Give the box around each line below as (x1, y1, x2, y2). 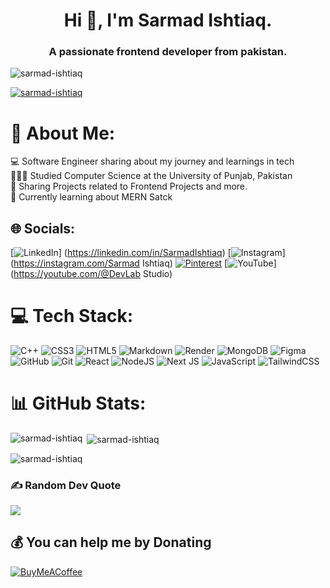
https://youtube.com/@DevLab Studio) (13, 268, 173, 280)
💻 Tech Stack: (10, 305, 134, 328)
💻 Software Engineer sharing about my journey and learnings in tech (10, 155, 295, 168)
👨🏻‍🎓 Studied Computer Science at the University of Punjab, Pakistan (10, 170, 293, 182)
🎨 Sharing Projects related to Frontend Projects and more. (10, 180, 248, 193)
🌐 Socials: (10, 220, 76, 237)
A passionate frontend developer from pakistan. (48, 45, 288, 59)
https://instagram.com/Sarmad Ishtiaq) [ (13, 257, 228, 269)
